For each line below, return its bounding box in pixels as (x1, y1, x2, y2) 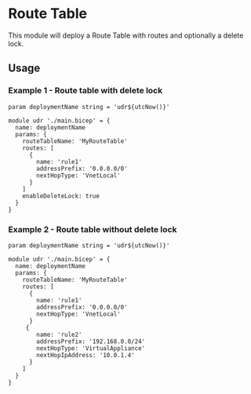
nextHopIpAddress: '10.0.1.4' (36, 351, 135, 359)
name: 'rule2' (36, 331, 82, 338)
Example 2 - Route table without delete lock (8, 224, 177, 235)
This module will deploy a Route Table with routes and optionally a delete (8, 31, 244, 40)
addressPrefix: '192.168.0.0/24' (36, 338, 146, 345)
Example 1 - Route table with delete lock (8, 85, 163, 96)
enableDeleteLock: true (22, 192, 100, 200)
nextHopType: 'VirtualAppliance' (36, 344, 146, 352)
